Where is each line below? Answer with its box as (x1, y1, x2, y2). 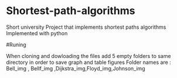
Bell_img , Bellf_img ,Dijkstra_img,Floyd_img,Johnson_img (6, 65, 145, 72)
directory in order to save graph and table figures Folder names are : (6, 59, 171, 66)
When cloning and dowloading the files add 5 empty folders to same (6, 52, 171, 59)
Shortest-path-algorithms (6, 4, 135, 18)
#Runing (6, 41, 26, 48)
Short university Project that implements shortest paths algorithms (6, 23, 166, 30)
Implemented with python (6, 29, 68, 36)
